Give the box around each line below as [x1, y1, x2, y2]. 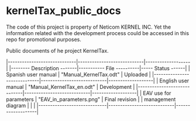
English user [159, 77, 190, 84]
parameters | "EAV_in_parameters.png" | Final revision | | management [6, 95, 176, 103]
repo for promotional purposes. [6, 36, 82, 43]
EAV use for [143, 89, 171, 96]
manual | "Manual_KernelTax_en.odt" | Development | [6, 83, 135, 90]
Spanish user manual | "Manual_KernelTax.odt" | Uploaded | [6, 71, 151, 78]
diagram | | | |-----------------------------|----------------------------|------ [6, 102, 191, 109]
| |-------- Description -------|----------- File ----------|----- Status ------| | [6, 64, 190, 71]
